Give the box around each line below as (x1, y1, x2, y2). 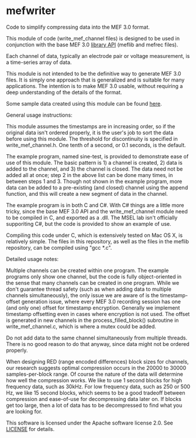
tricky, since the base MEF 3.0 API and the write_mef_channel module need (6, 208, 188, 215)
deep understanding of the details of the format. (6, 89, 122, 96)
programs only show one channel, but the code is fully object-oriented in (6, 273, 182, 280)
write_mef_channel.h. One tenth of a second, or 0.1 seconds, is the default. (6, 141, 186, 148)
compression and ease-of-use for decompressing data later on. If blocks (6, 395, 181, 402)
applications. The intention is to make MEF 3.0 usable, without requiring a (6, 82, 183, 89)
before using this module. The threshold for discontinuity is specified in (6, 135, 178, 142)
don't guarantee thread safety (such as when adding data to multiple (6, 286, 171, 293)
